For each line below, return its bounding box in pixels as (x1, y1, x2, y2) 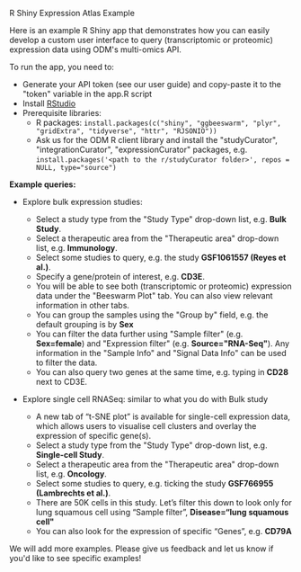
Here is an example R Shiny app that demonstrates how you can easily (9, 25, 270, 35)
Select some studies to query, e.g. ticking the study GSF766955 (35, 478, 274, 488)
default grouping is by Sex (35, 319, 134, 329)
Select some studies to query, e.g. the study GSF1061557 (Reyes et (35, 252, 287, 263)
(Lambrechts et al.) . (35, 487, 111, 498)
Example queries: (9, 179, 76, 190)
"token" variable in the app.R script (22, 89, 153, 99)
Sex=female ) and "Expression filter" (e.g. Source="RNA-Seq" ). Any (35, 338, 290, 349)
